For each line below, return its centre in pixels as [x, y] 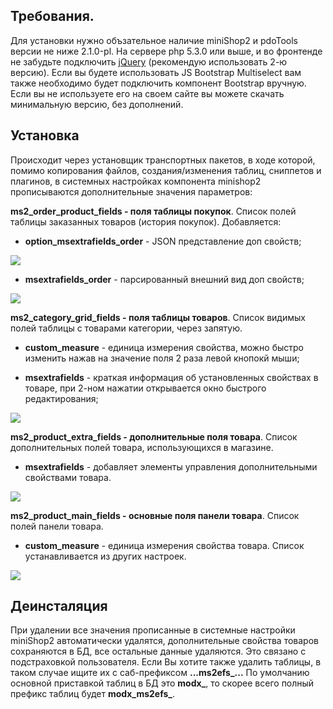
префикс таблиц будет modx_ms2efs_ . [93, 694]
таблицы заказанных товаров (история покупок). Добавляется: [146, 221]
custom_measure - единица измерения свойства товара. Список [164, 545]
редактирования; [61, 398]
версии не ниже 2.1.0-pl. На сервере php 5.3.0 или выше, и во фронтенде [166, 51]
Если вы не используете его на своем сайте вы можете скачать [147, 93]
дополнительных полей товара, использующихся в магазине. [142, 447]
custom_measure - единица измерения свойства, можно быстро [164, 347]
